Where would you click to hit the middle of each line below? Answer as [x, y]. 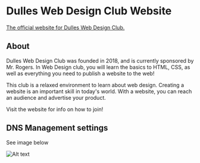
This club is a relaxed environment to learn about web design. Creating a [95, 85]
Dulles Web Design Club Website [89, 11]
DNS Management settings [57, 128]
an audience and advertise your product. [56, 97]
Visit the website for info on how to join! [55, 109]
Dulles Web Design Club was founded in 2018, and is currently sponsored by [100, 60]
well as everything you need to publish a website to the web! [80, 73]
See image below [27, 142]
